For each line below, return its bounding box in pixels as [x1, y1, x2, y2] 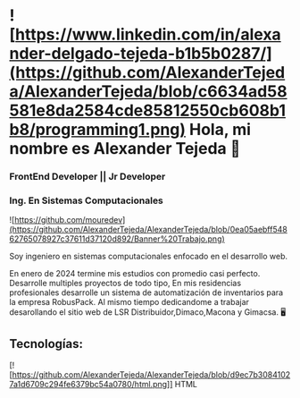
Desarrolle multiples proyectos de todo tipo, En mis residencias [9, 278, 242, 289]
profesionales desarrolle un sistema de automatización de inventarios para [9, 287, 284, 298]
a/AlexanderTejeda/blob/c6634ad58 [9, 81, 287, 102]
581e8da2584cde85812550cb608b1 [9, 100, 287, 121]
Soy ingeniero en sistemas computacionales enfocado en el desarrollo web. [9, 251, 288, 262]
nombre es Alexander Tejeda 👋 [9, 139, 241, 159]
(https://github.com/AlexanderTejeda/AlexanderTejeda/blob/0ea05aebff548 [9, 224, 287, 235]
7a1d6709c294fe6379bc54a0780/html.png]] [9, 379, 173, 390]
